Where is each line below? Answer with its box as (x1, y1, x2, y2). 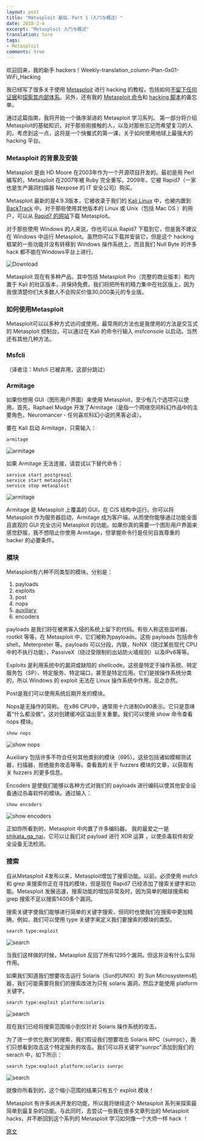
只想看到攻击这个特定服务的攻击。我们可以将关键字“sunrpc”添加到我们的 (11, 1043, 194, 1051)
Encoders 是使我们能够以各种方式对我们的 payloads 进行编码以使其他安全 (6, 782, 191, 789)
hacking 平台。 (6, 137, 44, 144)
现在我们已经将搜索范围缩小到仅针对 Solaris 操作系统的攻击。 (6, 1022, 160, 1030)
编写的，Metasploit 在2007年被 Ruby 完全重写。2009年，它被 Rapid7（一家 (6, 177, 197, 184)
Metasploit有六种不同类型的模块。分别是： (6, 568, 113, 576)
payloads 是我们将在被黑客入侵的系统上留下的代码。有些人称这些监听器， (6, 626, 191, 633)
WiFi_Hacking (6, 73, 41, 80)
